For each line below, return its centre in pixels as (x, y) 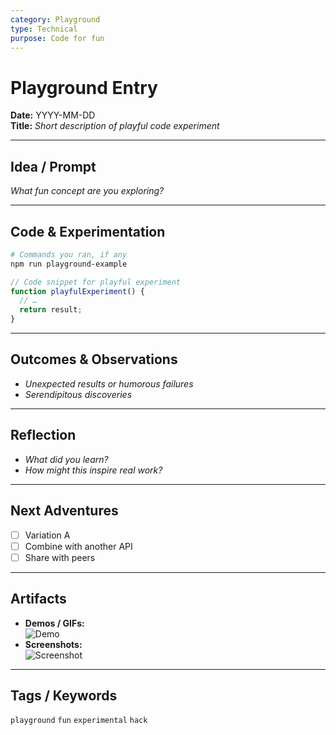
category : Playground (55, 19)
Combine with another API (78, 546)
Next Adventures (64, 511)
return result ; (51, 310)
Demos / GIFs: (54, 623)
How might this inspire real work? (93, 470)
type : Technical (44, 29)
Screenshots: (53, 644)
